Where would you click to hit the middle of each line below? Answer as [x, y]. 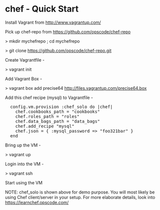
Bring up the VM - [23, 145]
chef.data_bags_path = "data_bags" [58, 121]
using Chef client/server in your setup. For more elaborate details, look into [80, 197]
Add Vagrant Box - [24, 79]
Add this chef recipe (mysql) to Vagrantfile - [49, 97]
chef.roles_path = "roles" [47, 116]
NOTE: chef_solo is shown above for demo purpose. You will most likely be [80, 192]
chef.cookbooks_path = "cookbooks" [58, 112]
